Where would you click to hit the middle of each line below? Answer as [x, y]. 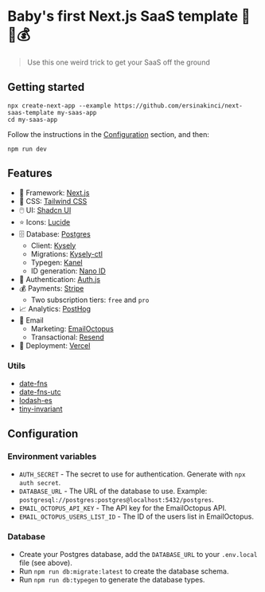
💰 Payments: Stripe [51, 288]
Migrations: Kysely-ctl [66, 253]
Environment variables [52, 457]
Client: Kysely [53, 245]
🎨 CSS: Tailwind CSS [53, 201]
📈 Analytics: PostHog [55, 308]
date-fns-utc [40, 392]
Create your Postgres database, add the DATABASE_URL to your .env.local [138, 554]
